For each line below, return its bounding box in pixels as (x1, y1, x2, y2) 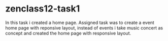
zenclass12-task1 (5, 3, 80, 14)
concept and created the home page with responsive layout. (5, 30, 131, 36)
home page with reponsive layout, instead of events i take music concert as (5, 24, 163, 30)
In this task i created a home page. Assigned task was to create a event (5, 19, 155, 25)
